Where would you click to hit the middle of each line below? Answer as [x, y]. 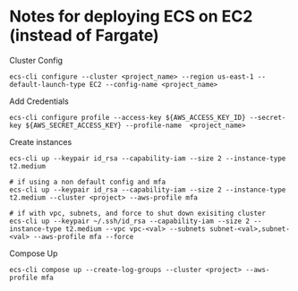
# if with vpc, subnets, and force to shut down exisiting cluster [138, 213]
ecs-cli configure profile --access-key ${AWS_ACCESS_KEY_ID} [128, 117]
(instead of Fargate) [84, 35]
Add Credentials [39, 101]
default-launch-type [48, 84]
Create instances [41, 141]
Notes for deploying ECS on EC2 [131, 17]
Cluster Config [36, 60]
